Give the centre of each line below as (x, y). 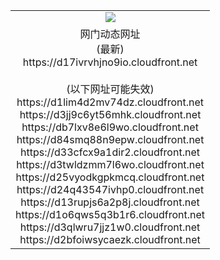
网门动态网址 (110, 34)
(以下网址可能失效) (110, 89)
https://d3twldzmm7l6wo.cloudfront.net (110, 164)
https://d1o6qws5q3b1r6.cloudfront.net (110, 214)
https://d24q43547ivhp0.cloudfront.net (110, 189)
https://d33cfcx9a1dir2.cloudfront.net (110, 152)
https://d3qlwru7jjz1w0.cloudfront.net (110, 227)
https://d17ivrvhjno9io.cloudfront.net (110, 62)
